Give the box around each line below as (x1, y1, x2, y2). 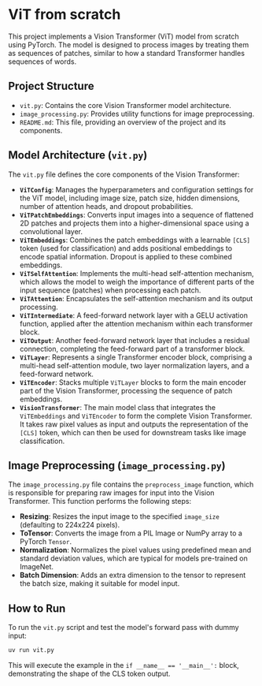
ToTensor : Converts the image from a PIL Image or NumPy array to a (19, 528, 242, 538)
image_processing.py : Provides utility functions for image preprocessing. (19, 109, 255, 118)
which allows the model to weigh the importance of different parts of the (19, 277, 255, 286)
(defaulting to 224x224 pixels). (19, 520, 120, 530)
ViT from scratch (8, 6, 121, 24)
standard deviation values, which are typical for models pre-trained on (19, 554, 248, 563)
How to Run (8, 602, 66, 615)
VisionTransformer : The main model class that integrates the (19, 402, 216, 412)
